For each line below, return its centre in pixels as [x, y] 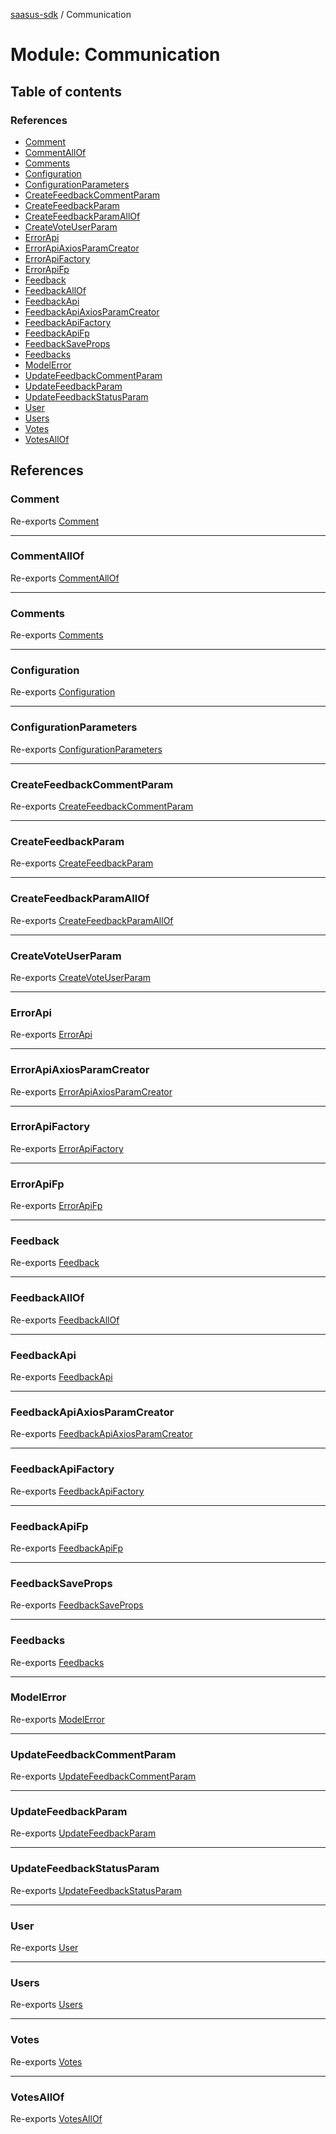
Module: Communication [115, 55]
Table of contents [66, 91]
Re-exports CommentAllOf [65, 578]
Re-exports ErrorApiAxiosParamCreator [91, 1091]
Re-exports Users [46, 2005]
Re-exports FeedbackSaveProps [77, 1605]
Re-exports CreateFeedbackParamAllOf [92, 920]
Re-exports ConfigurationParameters [86, 749]
